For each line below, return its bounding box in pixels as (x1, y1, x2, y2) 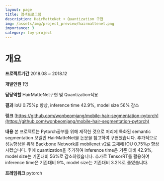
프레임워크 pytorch (5, 170, 42, 176)
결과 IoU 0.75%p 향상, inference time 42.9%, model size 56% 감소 (5, 102, 139, 108)
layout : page (5, 7, 32, 12)
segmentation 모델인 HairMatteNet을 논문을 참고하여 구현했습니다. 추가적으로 (5, 134, 158, 140)
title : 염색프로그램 (5, 12, 41, 17)
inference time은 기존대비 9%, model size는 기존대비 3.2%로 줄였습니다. (5, 159, 149, 165)
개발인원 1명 (5, 81, 29, 87)
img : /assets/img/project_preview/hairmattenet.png (5, 21, 114, 26)
